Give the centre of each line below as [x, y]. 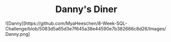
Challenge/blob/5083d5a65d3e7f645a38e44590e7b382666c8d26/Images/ [86, 28]
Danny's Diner [86, 9]
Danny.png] [18, 34]
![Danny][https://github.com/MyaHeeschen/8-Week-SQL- [66, 23]
